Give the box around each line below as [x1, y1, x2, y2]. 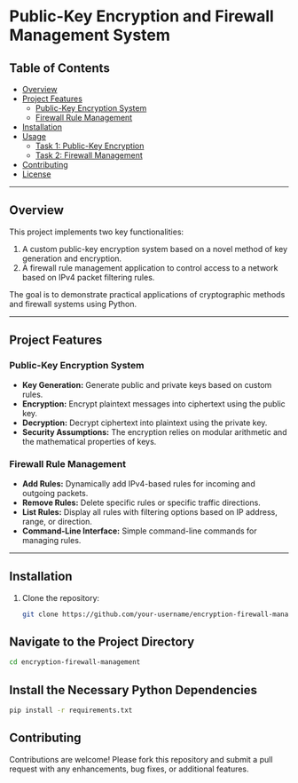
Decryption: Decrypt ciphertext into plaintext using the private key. [21, 417, 268, 428]
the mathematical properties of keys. [21, 436, 157, 447]
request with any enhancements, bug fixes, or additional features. [9, 763, 250, 774]
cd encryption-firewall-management [9, 658, 141, 667]
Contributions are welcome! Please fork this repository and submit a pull [9, 754, 273, 764]
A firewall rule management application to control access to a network [21, 262, 278, 273]
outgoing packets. [21, 487, 89, 498]
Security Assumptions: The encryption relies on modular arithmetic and [21, 426, 287, 437]
